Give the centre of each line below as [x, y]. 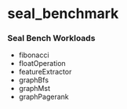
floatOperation [42, 64]
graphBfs [33, 80]
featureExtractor [45, 72]
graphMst [34, 89]
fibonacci [34, 55]
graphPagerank [44, 97]
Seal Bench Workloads [51, 38]
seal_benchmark [63, 14]
